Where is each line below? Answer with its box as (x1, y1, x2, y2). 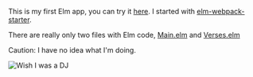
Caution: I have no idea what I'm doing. (8, 46, 137, 54)
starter (8, 15, 30, 24)
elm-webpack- (197, 7, 245, 16)
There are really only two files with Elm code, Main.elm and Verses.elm (8, 31, 240, 39)
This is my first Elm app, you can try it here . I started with (8, 7, 196, 16)
